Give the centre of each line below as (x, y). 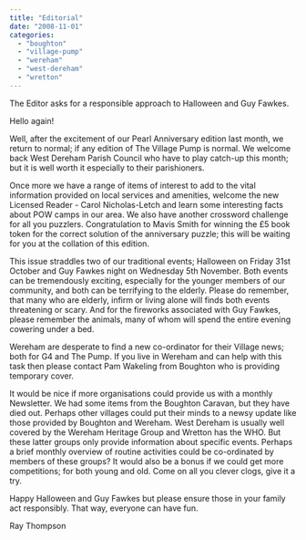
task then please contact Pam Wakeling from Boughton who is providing (145, 366)
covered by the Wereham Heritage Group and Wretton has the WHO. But (145, 432)
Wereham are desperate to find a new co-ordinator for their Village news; (147, 347)
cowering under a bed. (52, 328)
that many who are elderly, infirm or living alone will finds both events (140, 300)
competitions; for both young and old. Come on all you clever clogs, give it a (153, 471)
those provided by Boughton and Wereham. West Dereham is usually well (147, 422)
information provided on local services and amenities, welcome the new (144, 195)
